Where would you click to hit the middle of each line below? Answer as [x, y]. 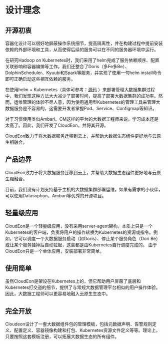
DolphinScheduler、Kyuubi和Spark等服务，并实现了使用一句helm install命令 [83, 73]
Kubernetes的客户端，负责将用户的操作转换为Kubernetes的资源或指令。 [79, 232]
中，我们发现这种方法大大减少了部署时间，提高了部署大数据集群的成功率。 [82, 96]
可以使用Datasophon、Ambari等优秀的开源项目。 [56, 195]
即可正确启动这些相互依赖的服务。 [40, 79]
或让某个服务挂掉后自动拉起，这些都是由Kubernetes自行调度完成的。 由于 [81, 245]
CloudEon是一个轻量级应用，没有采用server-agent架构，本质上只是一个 [79, 226]
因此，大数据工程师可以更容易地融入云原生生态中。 [58, 294]
